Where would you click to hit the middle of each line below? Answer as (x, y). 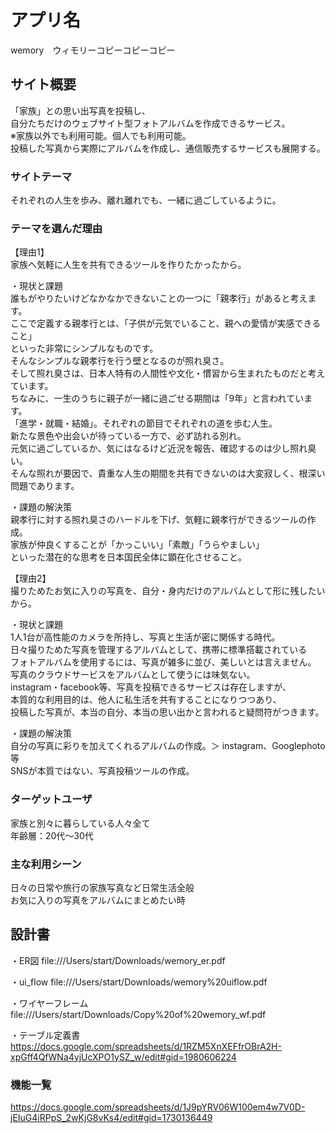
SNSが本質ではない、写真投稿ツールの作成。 (102, 771)
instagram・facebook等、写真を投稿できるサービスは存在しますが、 (151, 687)
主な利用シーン (46, 864)
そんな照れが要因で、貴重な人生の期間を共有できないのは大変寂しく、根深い (168, 473)
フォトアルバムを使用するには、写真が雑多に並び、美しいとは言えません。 (163, 662)
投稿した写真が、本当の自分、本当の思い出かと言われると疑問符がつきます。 (167, 712)
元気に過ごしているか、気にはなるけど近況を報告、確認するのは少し (150, 448)
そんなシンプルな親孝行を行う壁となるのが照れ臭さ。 (120, 361)
